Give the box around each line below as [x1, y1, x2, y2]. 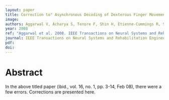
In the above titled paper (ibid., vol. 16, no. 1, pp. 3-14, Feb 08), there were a [5, 83, 162, 89]
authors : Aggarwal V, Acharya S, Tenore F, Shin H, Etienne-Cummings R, [5, 21, 161, 27]
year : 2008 [5, 26, 28, 31]
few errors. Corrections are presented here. [5, 89, 96, 95]
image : [5, 17, 19, 22]
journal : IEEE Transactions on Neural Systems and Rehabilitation [5, 36, 147, 41]
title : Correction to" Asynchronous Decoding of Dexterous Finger [5, 12, 147, 17]
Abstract [5, 67, 43, 78]
